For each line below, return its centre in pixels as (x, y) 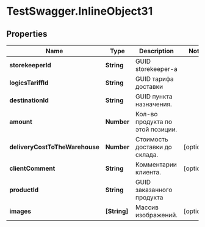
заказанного (154, 190)
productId (24, 190)
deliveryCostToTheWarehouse (54, 147)
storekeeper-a (156, 69)
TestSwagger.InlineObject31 (80, 11)
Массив (147, 207)
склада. (147, 154)
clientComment (32, 168)
